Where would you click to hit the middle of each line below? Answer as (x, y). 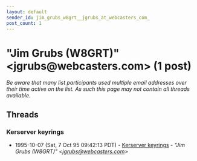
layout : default (27, 12)
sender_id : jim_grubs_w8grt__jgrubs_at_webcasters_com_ (78, 18)
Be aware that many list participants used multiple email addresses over (97, 83)
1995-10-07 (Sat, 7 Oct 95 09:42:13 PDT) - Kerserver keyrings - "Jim (100, 145)
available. (19, 96)
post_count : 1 (24, 23)
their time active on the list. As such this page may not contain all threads (98, 89)
